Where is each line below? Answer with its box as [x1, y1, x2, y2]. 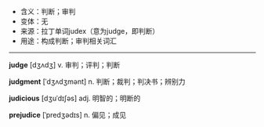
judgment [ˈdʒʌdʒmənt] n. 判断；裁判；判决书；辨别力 [9, 77, 186, 86]
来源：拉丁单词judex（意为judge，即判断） [20, 27, 160, 35]
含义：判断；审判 [20, 7, 76, 16]
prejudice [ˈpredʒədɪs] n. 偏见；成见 [9, 111, 127, 119]
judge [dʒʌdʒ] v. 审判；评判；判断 [9, 60, 121, 69]
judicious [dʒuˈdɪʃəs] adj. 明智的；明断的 [9, 93, 141, 103]
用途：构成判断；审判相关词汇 [20, 36, 117, 45]
